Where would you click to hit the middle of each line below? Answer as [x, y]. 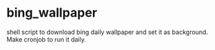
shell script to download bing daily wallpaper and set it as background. [108, 32]
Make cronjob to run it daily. [46, 39]
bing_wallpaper [52, 13]
